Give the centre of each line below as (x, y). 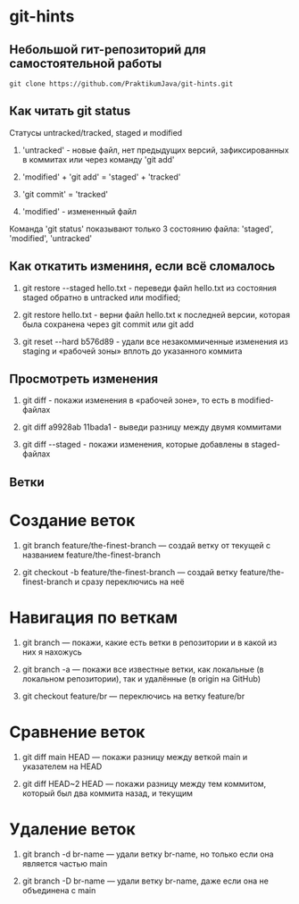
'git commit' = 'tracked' (65, 194)
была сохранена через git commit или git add (108, 324)
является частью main (65, 863)
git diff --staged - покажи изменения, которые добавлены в (136, 445)
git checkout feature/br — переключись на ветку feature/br (133, 696)
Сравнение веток (77, 732)
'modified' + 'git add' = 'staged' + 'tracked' (101, 177)
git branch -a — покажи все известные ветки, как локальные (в (143, 669)
